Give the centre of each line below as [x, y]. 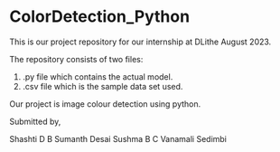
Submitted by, [35, 121]
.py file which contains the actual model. [98, 76]
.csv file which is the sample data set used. [103, 86]
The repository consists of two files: [76, 59]
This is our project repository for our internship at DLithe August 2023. [140, 42]
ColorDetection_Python [100, 17]
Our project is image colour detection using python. [105, 104]
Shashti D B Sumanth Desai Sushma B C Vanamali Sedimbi [118, 138]
